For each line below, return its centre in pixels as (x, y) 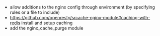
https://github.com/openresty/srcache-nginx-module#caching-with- (80, 18)
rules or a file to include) (35, 12)
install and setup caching (47, 23)
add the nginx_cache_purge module (46, 28)
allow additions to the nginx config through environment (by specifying (82, 7)
